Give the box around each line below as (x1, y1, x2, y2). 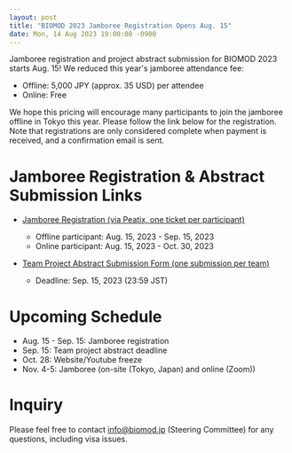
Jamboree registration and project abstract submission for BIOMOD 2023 (9, 54, 278, 65)
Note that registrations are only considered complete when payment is (9, 126, 267, 137)
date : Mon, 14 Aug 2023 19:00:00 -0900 (9, 29, 157, 38)
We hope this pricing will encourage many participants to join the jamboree (9, 107, 284, 118)
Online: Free (21, 90, 67, 100)
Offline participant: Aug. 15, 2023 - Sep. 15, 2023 (35, 231, 215, 242)
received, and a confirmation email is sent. (9, 135, 165, 146)
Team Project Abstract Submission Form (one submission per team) (21, 258, 270, 269)
